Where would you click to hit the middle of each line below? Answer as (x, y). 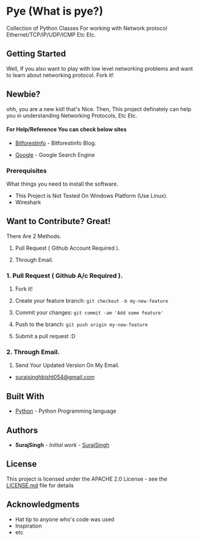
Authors (22, 430)
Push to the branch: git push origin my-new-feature (81, 324)
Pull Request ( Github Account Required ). (67, 248)
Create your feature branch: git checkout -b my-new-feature (92, 301)
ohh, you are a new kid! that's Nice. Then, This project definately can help (99, 109)
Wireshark (28, 202)
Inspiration (28, 526)
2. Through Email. (33, 352)
